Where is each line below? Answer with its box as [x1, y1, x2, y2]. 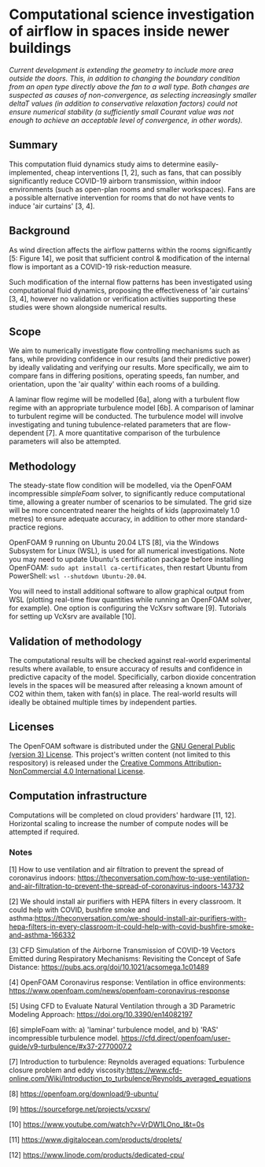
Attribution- [184, 757, 223, 767]
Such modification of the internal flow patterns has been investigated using [9, 277, 252, 286]
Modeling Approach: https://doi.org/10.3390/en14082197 [9, 1009, 193, 1019]
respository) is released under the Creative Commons [9, 757, 183, 767]
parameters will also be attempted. [9, 436, 121, 447]
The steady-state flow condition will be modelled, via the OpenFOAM [9, 481, 233, 490]
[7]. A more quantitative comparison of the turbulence [46, 428, 221, 438]
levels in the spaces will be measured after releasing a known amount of [9, 681, 243, 690]
